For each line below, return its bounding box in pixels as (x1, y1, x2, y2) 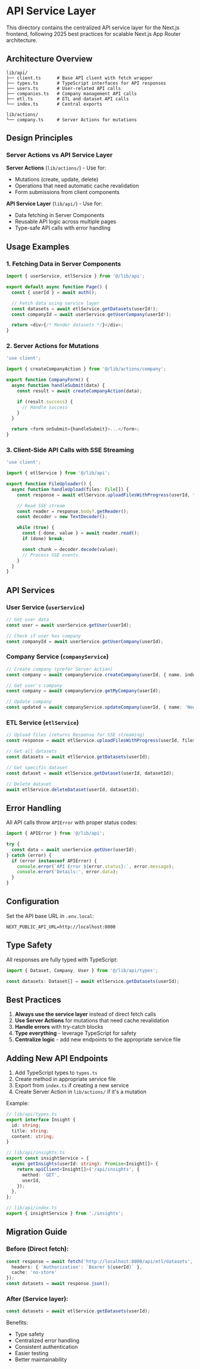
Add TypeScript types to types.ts (14, 1069, 98, 1077)
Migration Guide (6, 1227, 67, 1237)
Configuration (6, 896, 60, 906)
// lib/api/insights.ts (6, 1150, 65, 1156)
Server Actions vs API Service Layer (6, 151, 113, 159)
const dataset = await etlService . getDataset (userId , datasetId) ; (6, 770, 174, 776)
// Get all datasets (6, 748, 58, 754)
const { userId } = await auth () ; (11, 289, 97, 295)
